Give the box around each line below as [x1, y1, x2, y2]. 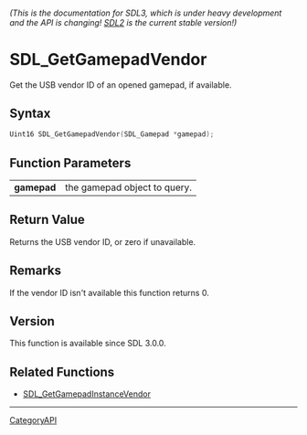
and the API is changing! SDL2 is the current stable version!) [9, 16, 238, 27]
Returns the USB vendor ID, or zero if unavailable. [9, 236, 196, 247]
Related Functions [9, 364, 115, 379]
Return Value [9, 212, 85, 228]
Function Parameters [9, 155, 132, 171]
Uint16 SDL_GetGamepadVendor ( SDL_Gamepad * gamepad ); [9, 130, 215, 139]
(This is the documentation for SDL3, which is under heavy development [9, 7, 282, 18]
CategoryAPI [9, 415, 58, 426]
